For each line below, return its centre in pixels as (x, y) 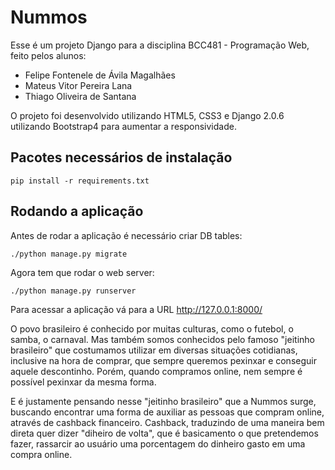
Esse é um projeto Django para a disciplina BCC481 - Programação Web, (160, 45)
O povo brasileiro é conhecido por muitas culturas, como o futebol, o (152, 328)
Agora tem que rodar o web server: (82, 272)
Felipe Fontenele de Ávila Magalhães (100, 75)
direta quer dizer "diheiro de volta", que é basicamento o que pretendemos (164, 433)
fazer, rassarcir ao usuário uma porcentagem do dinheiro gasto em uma (158, 443)
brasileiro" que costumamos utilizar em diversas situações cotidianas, (154, 350)
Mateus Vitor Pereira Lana (78, 85)
